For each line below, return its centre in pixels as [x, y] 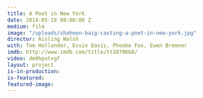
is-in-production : [34, 71]
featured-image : [30, 84]
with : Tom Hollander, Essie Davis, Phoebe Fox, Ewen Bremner [97, 46]
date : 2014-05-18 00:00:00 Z [49, 20]
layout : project [30, 65]
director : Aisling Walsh [43, 39]
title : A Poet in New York [46, 13]
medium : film [26, 26]
